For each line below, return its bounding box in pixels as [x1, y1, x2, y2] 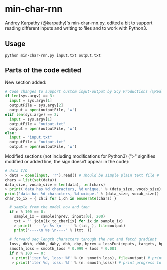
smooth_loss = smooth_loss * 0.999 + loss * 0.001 [9, 246, 117, 251]
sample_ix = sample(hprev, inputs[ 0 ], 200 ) [14, 214, 106, 219]
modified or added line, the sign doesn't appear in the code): [5, 158, 130, 164]
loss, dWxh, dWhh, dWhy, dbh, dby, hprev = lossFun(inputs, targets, [9, 242, 157, 247]
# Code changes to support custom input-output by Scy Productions [5, 89, 148, 94]
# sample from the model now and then [9, 205, 90, 210]
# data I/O [5, 168, 28, 173]
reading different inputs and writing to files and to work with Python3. [5, 25, 148, 31]
